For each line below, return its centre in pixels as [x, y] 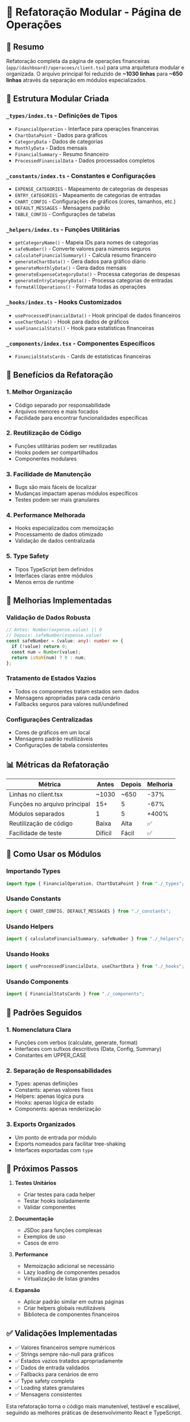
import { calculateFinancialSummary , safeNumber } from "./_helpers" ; [95, 939]
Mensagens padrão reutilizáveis [54, 739]
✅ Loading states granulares [50, 1388]
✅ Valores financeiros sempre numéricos [65, 1348]
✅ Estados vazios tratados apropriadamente [69, 1361]
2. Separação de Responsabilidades [59, 1071]
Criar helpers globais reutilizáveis [64, 1308]
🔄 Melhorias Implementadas [59, 601]
